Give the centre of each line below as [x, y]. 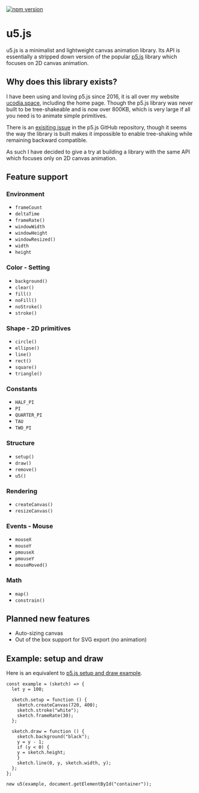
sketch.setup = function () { [49, 700]
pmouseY [24, 559]
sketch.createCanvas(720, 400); [57, 705]
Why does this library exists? [62, 82]
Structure [20, 443]
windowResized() [35, 240]
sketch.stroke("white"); [48, 711]
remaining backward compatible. [47, 140]
